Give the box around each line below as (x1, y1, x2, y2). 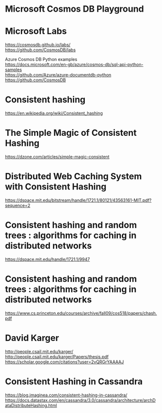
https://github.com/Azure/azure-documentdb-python (5, 72, 112, 78)
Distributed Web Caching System (5, 171, 142, 182)
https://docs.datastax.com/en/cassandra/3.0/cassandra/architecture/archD (5, 397, 156, 403)
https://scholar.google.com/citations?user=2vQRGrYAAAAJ (5, 359, 124, 365)
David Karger (5, 333, 59, 343)
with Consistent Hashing (5, 181, 107, 192)
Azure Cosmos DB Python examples (5, 56, 78, 62)
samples (5, 67, 22, 73)
